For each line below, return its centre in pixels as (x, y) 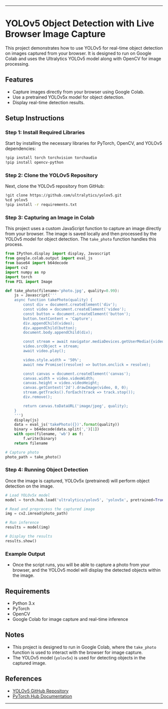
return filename (31, 443)
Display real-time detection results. (48, 102)
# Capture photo (22, 452)
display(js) (26, 420)
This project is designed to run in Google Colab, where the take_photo (84, 647)
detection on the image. (29, 486)
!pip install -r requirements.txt (41, 205)
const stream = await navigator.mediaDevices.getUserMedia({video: (95, 342)
